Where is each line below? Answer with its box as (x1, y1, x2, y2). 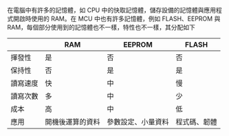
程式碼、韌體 (175, 117, 218, 126)
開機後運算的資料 (45, 117, 101, 126)
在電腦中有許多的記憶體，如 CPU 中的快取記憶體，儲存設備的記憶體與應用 (7, 6, 217, 14)
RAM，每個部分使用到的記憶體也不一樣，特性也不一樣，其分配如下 (7, 23, 196, 31)
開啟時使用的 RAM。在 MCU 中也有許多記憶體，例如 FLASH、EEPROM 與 (12, 14, 221, 23)
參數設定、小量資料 (107, 117, 170, 126)
